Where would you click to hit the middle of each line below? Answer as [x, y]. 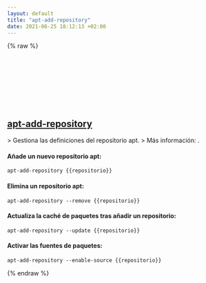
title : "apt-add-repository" [49, 20]
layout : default [30, 13]
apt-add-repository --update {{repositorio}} [73, 231]
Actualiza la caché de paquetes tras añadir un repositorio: [92, 216]
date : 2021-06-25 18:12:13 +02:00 [57, 26]
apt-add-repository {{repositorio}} [60, 171]
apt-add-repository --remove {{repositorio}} [73, 201]
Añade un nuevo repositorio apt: [54, 156]
